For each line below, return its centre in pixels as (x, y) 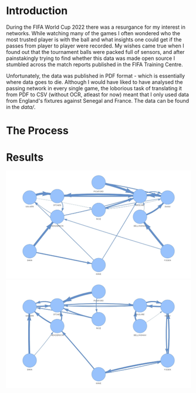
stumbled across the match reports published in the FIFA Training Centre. (94, 64)
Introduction (37, 11)
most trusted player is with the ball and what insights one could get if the (94, 39)
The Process (37, 131)
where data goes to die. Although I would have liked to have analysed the (94, 82)
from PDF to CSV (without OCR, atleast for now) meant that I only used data (98, 94)
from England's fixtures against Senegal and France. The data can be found (98, 100)
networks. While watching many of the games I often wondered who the (93, 33)
